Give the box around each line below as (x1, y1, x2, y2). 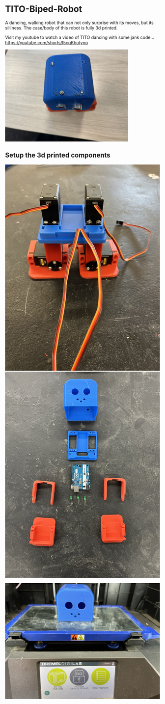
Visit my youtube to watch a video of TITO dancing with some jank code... (5, 34, 155, 40)
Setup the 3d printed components (5, 151, 110, 160)
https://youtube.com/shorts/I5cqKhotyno (5, 39, 88, 45)
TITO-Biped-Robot (5, 3, 82, 15)
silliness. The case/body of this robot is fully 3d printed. (5, 25, 118, 30)
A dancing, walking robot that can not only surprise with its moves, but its (5, 20, 154, 26)
